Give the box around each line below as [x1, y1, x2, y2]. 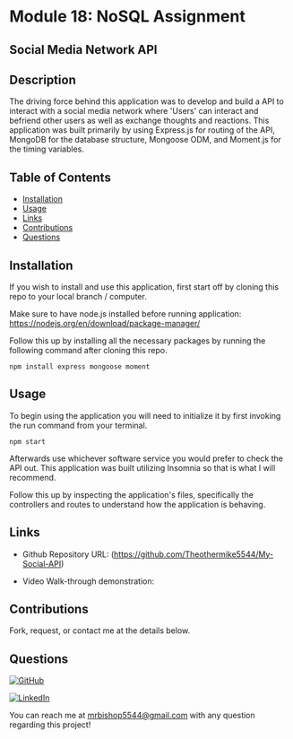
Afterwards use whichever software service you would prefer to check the [9, 453, 284, 464]
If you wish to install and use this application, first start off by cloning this [9, 282, 280, 292]
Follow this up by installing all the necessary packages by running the [9, 335, 266, 346]
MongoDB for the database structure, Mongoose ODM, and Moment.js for [9, 135, 282, 145]
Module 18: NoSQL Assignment [9, 6, 246, 27]
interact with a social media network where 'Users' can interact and [9, 106, 259, 117]
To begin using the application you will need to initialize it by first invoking [9, 410, 281, 421]
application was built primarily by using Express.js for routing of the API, [9, 125, 275, 135]
